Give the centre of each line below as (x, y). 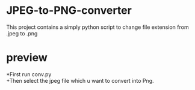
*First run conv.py (29, 74)
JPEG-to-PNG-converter (69, 10)
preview (27, 58)
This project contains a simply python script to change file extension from (97, 27)
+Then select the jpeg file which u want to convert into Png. (80, 80)
